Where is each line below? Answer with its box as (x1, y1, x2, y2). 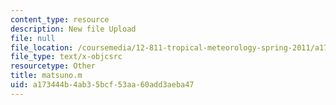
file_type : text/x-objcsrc (10, 52, 123, 62)
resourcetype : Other (10, 61, 97, 71)
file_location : (10, 42, 74, 53)
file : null (10, 33, 56, 43)
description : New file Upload (10, 24, 137, 34)
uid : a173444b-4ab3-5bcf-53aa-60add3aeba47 (10, 80, 195, 90)
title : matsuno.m (10, 71, 83, 81)
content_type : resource (10, 14, 110, 25)
